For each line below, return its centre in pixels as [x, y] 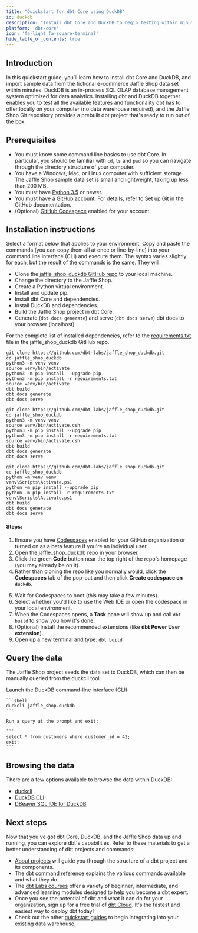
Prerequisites [31, 140]
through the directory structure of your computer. [75, 167]
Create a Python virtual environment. [59, 287]
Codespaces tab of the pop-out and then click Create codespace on [99, 577]
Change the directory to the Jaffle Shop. [64, 280]
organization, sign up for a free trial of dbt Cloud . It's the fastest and [97, 905]
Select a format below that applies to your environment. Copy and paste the [98, 244]
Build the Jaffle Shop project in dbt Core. [64, 312]
